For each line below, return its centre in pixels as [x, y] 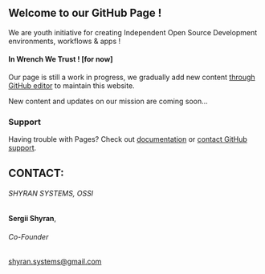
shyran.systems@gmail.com [55, 262]
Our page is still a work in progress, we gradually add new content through [132, 77]
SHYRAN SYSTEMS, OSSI [51, 193]
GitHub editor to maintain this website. [71, 86]
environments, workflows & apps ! [65, 41]
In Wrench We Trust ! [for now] [61, 59]
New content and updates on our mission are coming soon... [108, 101]
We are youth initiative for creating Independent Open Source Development [133, 32]
